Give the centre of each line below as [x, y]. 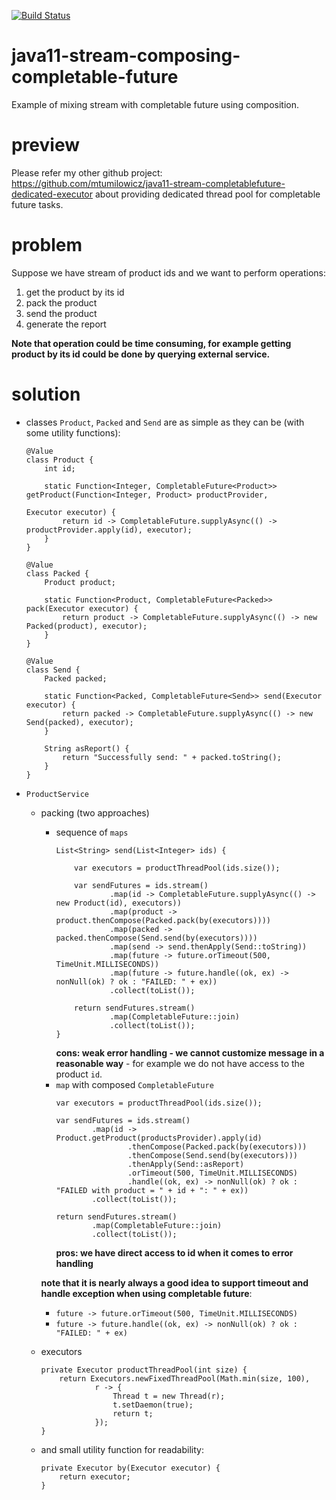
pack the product [61, 302]
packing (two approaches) [95, 812]
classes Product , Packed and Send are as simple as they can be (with [165, 422]
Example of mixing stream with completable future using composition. [155, 104]
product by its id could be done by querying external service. [141, 354]
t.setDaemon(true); [153, 1405]
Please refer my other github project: [87, 172]
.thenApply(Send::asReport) [186, 1164]
